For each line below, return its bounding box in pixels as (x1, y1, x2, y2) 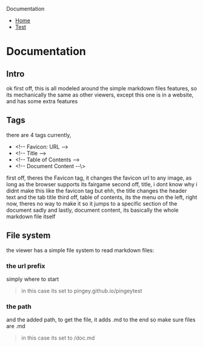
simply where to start (6, 275, 59, 283)
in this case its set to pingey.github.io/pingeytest (21, 287, 142, 294)
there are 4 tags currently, (6, 131, 72, 138)
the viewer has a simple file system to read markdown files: (6, 246, 155, 254)
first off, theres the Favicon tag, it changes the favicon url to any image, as (6, 174, 192, 181)
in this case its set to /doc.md (21, 334, 95, 342)
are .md (6, 323, 25, 330)
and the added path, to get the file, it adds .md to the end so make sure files (6, 316, 196, 323)
